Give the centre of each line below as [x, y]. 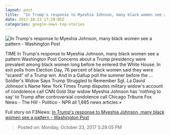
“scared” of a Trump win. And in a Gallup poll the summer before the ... [79, 75]
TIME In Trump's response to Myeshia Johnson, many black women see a [82, 54]
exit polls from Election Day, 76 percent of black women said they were [79, 70]
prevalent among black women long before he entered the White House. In [83, 64]
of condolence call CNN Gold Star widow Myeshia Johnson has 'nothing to [83, 91]
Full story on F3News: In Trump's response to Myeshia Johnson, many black [85, 112]
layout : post [19, 10]
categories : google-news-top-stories [45, 24]
